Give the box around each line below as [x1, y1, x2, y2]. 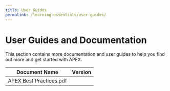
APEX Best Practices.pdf [8, 77, 68, 84]
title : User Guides [5, 7, 47, 13]
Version [72, 69, 92, 76]
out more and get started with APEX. [5, 57, 82, 63]
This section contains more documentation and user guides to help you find [5, 51, 165, 57]
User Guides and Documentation [5, 34, 147, 46]
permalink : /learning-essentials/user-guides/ [5, 12, 107, 17]
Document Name [16, 69, 59, 76]
